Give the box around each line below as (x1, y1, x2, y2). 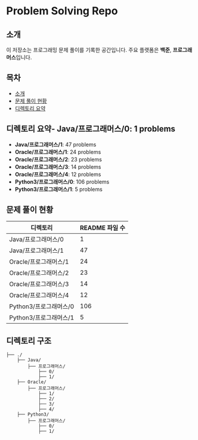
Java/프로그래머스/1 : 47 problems (14, 141, 97, 148)
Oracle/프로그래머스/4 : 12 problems (14, 171, 101, 178)
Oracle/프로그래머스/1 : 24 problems (14, 148, 101, 156)
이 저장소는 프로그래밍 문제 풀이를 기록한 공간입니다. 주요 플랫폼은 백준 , (6, 47, 172, 53)
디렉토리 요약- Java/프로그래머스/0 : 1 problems (6, 124, 176, 134)
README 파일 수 (79, 224, 125, 232)
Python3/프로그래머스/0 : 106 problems (14, 178, 110, 185)
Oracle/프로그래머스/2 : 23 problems (14, 156, 103, 163)
